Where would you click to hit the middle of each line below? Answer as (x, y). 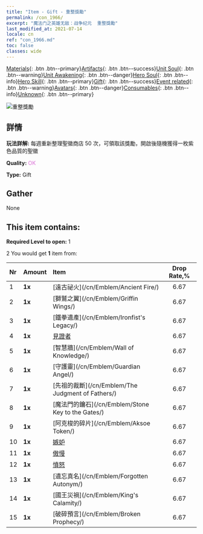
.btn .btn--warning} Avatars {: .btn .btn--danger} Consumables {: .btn (90, 88)
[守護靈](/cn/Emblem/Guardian (96, 366)
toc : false (20, 46)
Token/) (63, 431)
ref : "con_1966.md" (31, 40)
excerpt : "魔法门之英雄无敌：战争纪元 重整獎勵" (62, 23)
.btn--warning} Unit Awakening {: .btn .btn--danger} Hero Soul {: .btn (89, 75)
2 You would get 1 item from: (42, 253)
